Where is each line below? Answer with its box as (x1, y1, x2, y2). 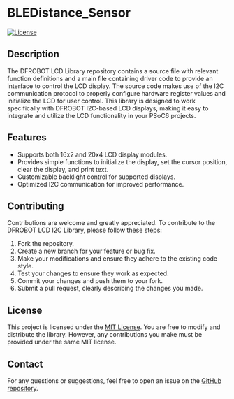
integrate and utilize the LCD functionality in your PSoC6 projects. (7, 111, 196, 119)
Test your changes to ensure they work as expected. (17, 269, 169, 277)
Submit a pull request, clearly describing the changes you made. (17, 284, 203, 293)
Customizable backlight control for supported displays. (17, 173, 176, 181)
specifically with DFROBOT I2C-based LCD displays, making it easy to (7, 103, 209, 113)
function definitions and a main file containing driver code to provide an (7, 74, 213, 82)
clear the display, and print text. (17, 165, 109, 173)
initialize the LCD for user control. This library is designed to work (7, 96, 196, 105)
